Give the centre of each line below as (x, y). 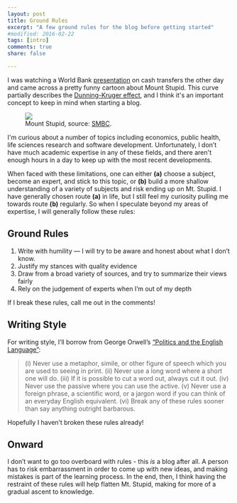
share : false (27, 54)
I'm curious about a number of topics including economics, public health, (114, 137)
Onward (26, 444)
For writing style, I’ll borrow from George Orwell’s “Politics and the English (115, 342)
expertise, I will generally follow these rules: (71, 211)
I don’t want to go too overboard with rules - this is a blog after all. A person (118, 462)
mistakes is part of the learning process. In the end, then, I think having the (117, 477)
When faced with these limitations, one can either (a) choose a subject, (112, 173)
